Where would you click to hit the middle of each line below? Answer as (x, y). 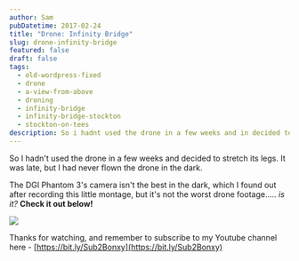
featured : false (39, 51)
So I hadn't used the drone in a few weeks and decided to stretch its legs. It (148, 158)
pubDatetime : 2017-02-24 (55, 26)
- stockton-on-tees (53, 125)
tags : (19, 67)
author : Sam (31, 17)
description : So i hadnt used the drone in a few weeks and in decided (145, 133)
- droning (35, 100)
